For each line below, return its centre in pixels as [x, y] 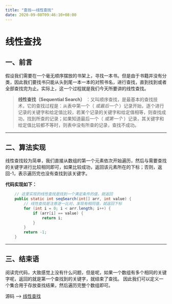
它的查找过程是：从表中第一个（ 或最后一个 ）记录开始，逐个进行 [95, 106]
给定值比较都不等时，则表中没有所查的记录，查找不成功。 [78, 125]
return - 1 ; [35, 232]
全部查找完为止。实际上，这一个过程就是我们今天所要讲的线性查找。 [77, 88]
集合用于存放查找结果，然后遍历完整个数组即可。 [61, 285]
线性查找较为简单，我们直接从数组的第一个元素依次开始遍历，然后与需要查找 [86, 161]
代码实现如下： [21, 185]
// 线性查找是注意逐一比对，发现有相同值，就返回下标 [73, 204]
